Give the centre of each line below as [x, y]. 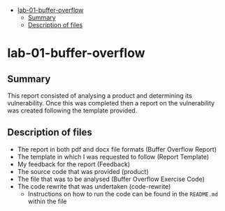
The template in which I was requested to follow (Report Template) [113, 157]
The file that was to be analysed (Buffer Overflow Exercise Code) [111, 179]
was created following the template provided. [72, 110]
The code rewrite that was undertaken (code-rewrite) [94, 186]
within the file [47, 201]
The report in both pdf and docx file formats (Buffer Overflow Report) [117, 149]
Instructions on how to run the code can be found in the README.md [123, 194]
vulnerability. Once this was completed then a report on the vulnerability [111, 103]
